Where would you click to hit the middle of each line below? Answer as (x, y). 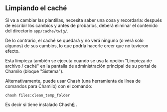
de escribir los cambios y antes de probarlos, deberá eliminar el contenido (82, 25)
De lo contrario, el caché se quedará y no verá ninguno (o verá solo (74, 40)
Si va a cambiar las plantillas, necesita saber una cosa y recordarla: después (83, 20)
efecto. (12, 51)
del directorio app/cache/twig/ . (37, 31)
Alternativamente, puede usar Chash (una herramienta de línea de (73, 81)
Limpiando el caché (36, 8)
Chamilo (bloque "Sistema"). (34, 71)
